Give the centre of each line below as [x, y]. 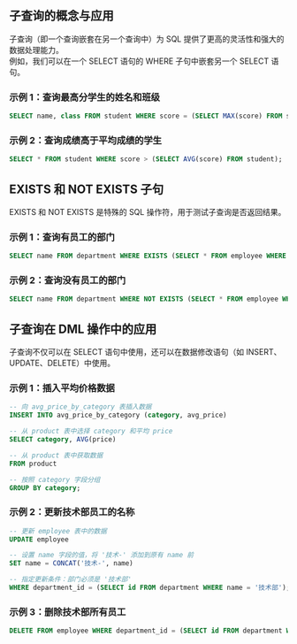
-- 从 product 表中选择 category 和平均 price [91, 432]
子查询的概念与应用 [61, 16]
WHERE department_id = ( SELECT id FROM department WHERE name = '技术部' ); [150, 588]
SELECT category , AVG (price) [63, 440]
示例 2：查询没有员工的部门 [68, 280]
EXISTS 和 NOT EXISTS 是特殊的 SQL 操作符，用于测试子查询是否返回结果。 [148, 211]
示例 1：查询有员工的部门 [62, 237]
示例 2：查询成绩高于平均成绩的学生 [85, 140]
